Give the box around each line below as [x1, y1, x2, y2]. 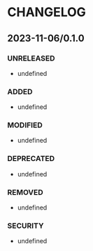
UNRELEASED [7, 53, 55, 63]
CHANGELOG [7, 4, 86, 20]
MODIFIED [7, 120, 43, 130]
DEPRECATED [7, 154, 55, 164]
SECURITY [7, 221, 44, 231]
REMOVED [7, 187, 43, 197]
